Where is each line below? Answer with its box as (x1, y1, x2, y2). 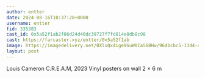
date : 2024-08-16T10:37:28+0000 (6, 15, 88, 21)
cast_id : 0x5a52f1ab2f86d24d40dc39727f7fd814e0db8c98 (6, 31, 146, 37)
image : (6, 43, 23, 49)
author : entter (6, 8, 45, 15)
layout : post (6, 48, 40, 54)
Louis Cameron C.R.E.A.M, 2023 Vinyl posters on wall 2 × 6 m (6, 65, 162, 72)
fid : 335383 (6, 25, 37, 32)
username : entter (6, 20, 51, 26)
